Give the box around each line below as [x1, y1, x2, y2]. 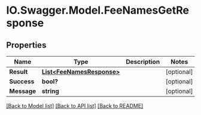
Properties [6, 40, 47, 50]
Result [9, 68, 28, 76]
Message [9, 87, 36, 95]
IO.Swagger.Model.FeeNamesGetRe [6, 4, 190, 17]
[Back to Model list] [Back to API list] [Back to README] [6, 102, 144, 109]
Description [125, 58, 160, 66]
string [41, 87, 60, 95]
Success [9, 77, 35, 85]
